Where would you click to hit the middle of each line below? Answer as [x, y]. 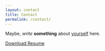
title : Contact [21, 15]
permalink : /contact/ [28, 19]
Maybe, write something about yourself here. [53, 34]
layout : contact [22, 10]
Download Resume [25, 43]
